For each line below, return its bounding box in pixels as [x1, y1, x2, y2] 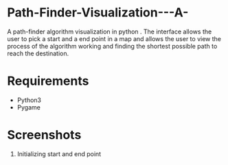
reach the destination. [7, 49, 69, 58]
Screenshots [7, 127, 82, 143]
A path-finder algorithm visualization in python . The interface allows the [7, 27, 212, 36]
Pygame [16, 103, 41, 111]
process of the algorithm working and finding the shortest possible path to [7, 42, 218, 50]
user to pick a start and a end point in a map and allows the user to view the [7, 34, 222, 42]
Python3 [16, 96, 41, 104]
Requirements [7, 73, 89, 89]
